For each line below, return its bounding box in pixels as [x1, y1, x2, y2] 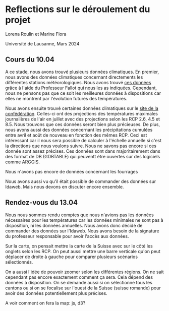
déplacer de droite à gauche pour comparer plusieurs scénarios [5, 254, 138, 260]
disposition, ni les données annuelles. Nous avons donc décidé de [5, 222, 143, 228]
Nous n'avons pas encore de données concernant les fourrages [5, 168, 138, 174]
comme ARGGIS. [5, 159, 40, 165]
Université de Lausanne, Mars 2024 [5, 40, 80, 46]
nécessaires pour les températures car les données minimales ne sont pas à [5, 217, 163, 223]
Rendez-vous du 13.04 [5, 198, 78, 207]
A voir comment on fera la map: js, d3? [5, 300, 86, 306]
